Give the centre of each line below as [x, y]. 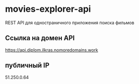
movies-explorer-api [48, 9]
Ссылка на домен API [40, 38]
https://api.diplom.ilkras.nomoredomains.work [52, 50]
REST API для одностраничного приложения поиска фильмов [70, 23]
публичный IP [27, 66]
